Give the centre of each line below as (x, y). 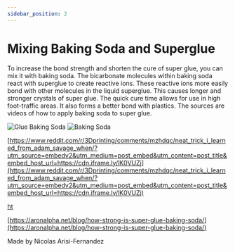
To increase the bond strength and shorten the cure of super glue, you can (115, 68)
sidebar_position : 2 (38, 14)
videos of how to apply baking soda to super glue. (80, 113)
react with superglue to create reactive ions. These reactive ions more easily (118, 83)
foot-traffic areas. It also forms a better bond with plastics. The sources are (116, 106)
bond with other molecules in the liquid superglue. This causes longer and (114, 90)
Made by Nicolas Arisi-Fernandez (55, 241)
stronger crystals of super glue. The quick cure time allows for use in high (114, 98)
